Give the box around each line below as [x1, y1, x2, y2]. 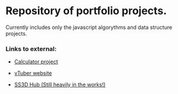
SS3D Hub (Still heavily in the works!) [14, 81, 106, 88]
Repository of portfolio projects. [5, 4, 167, 18]
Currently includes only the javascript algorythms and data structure [5, 24, 173, 31]
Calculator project [14, 58, 58, 66]
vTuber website [14, 70, 52, 77]
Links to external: [5, 44, 57, 53]
